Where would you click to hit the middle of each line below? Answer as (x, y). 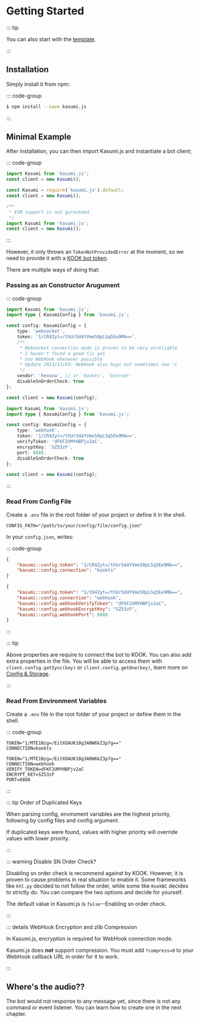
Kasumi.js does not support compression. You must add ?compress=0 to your (100, 950)
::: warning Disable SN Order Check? (51, 861)
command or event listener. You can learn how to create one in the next (94, 1007)
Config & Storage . (28, 674)
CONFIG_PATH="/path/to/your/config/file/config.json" (75, 526)
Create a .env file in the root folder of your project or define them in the (94, 714)
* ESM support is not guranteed (49, 212)
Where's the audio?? (46, 987)
